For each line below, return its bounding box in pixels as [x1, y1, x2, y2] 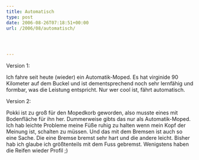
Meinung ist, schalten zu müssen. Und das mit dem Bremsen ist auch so [6, 128, 183, 135]
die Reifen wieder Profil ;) [6, 147, 68, 154]
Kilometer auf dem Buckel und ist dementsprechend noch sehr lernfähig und [6, 80, 194, 87]
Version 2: [6, 98, 31, 105]
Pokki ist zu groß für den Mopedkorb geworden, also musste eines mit [6, 109, 178, 116]
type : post [6, 14, 33, 20]
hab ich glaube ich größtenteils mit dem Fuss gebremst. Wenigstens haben [6, 140, 189, 148]
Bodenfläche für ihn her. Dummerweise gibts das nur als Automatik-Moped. [6, 116, 191, 123]
